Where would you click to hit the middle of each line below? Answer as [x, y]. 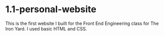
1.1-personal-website [51, 9]
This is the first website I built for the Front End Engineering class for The [82, 23]
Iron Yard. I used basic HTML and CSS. [46, 28]
